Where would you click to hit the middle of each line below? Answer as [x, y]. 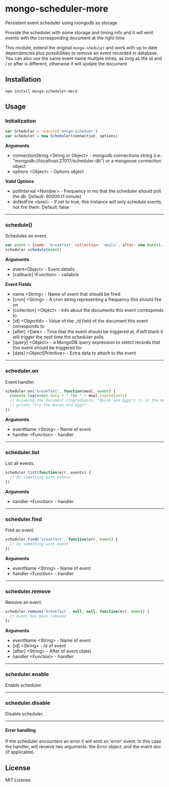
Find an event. [20, 530]
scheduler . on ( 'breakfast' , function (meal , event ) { [60, 391]
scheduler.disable [28, 703]
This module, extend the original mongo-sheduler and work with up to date [81, 47]
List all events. [20, 463]
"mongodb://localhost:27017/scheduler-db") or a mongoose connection [87, 161]
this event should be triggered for [47, 348]
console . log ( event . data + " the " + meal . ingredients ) [68, 396]
